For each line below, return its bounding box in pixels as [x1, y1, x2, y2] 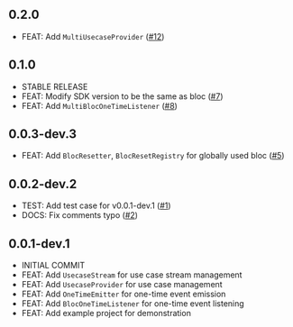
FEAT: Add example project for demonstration [21, 308, 191, 319]
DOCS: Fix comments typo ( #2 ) [21, 210, 139, 221]
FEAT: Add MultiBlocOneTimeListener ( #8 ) [21, 100, 178, 111]
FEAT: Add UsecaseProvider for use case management [21, 279, 223, 290]
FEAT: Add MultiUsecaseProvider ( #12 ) [21, 31, 165, 41]
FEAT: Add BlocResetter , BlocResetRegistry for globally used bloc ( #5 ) [21, 150, 285, 161]
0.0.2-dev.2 [8, 176, 78, 192]
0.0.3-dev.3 [8, 126, 78, 142]
